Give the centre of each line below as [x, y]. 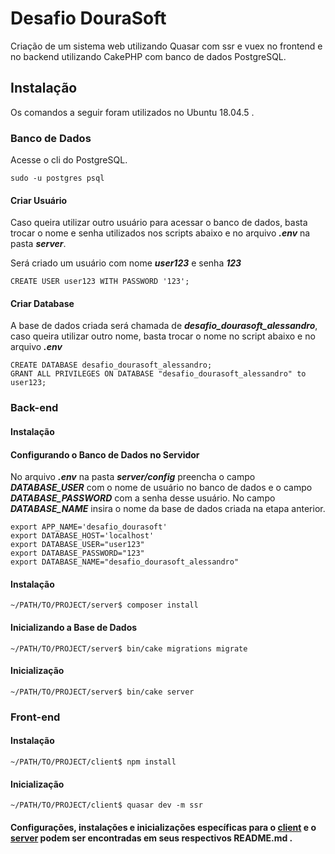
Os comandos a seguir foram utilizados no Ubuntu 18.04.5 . [132, 112]
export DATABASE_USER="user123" [77, 545]
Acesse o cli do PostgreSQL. [69, 160]
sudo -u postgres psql [57, 178]
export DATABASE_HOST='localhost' [82, 536]
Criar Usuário [39, 200]
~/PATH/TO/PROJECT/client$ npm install [93, 762]
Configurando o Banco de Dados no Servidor [105, 454]
